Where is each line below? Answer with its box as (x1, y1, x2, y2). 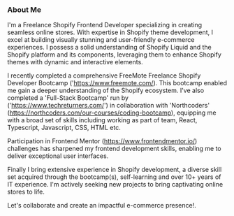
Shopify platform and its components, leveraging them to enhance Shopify (7, 50, 222, 59)
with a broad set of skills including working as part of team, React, (7, 116, 198, 124)
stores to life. (7, 187, 45, 196)
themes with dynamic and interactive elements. (7, 58, 143, 66)
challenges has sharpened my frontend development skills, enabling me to (7, 145, 221, 153)
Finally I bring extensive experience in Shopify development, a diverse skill (7, 166, 222, 174)
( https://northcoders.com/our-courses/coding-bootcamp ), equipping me (7, 108, 217, 117)
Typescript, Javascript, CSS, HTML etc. (7, 124, 121, 132)
